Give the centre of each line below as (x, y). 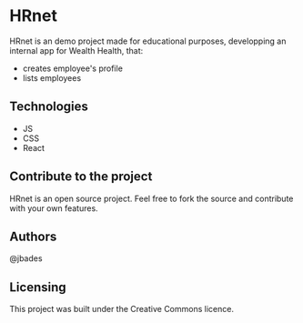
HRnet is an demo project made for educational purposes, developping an (148, 41)
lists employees (52, 77)
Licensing (38, 287)
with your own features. (54, 208)
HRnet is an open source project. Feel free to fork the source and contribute (151, 198)
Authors (33, 236)
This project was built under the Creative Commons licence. (122, 309)
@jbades (26, 258)
